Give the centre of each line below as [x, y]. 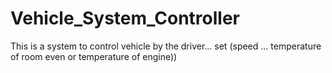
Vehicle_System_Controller [125, 18]
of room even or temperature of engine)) [94, 56]
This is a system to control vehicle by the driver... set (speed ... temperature [166, 46]
